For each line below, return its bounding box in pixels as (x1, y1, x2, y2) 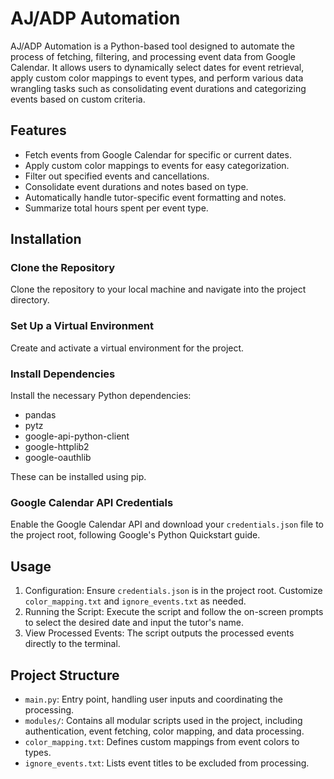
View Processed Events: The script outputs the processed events (24, 627, 295, 639)
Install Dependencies (10, 367, 116, 381)
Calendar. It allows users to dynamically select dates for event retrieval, (10, 61, 305, 73)
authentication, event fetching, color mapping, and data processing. (24, 725, 305, 737)
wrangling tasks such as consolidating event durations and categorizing (10, 82, 307, 94)
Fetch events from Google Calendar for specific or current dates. (24, 148, 292, 161)
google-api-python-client (24, 430, 130, 442)
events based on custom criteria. (10, 93, 146, 105)
